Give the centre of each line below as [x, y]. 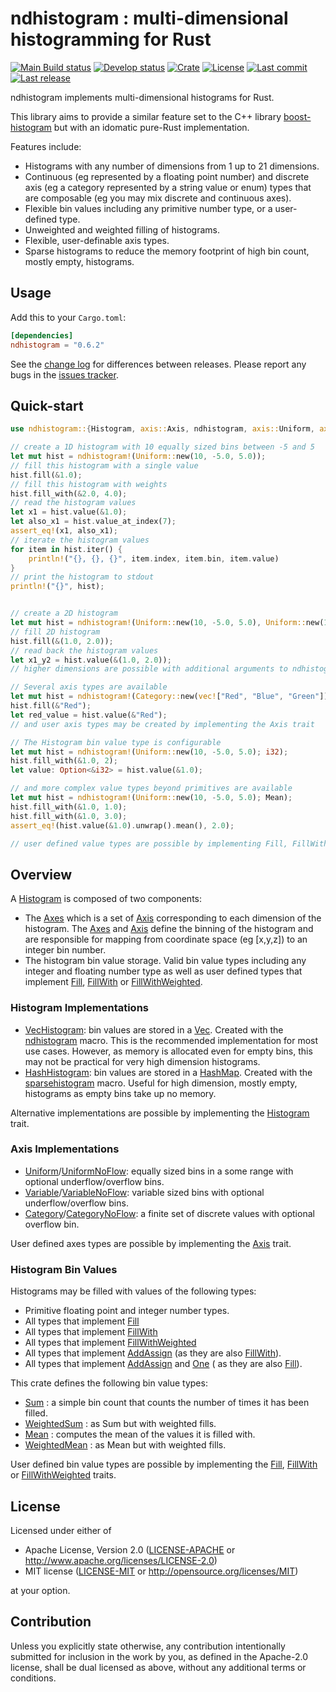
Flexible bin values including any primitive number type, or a [148, 208]
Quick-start [47, 405]
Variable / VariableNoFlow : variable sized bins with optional [144, 1192]
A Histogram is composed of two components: [106, 899]
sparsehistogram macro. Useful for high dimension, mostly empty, [161, 1083]
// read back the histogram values [84, 650]
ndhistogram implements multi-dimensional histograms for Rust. [142, 97]
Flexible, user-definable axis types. [97, 240]
